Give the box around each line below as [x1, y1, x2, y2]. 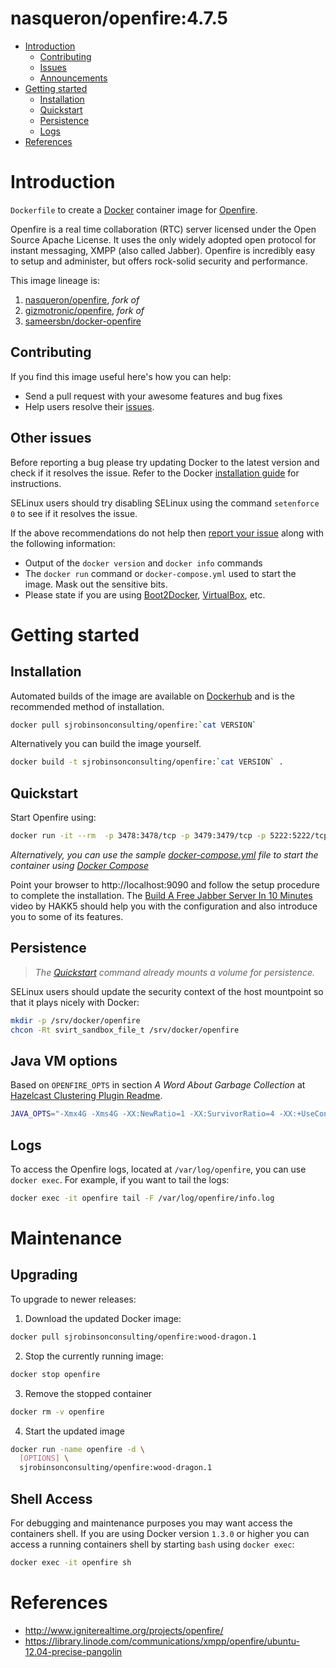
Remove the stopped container [24, 1387, 153, 1399]
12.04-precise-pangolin [24, 1645, 123, 1657]
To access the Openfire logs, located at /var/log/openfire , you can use [10, 1163, 307, 1175]
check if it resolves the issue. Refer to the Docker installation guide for [10, 467, 300, 479]
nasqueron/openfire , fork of [24, 293, 140, 306]
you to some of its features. [10, 910, 124, 922]
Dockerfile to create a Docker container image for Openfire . [10, 203, 258, 216]
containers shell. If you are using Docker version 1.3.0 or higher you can [10, 1527, 310, 1539]
